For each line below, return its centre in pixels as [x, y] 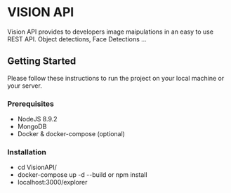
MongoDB [32, 126]
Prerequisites [31, 104]
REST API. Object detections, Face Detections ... [77, 39]
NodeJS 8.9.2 [37, 119]
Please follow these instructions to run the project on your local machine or [116, 78]
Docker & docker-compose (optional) [71, 134]
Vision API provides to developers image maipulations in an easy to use [111, 32]
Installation [27, 152]
